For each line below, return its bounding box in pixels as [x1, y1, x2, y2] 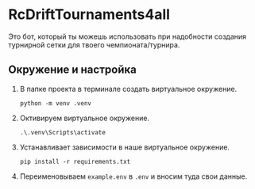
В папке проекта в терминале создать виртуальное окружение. [19, 84, 238, 93]
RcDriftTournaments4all [8, 6, 171, 24]
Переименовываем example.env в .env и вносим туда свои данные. [19, 172, 248, 181]
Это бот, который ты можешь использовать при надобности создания [8, 32, 247, 41]
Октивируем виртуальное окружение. [19, 113, 149, 123]
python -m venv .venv [19, 99, 91, 108]
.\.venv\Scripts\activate [19, 128, 106, 136]
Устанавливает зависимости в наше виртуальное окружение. [19, 142, 230, 152]
